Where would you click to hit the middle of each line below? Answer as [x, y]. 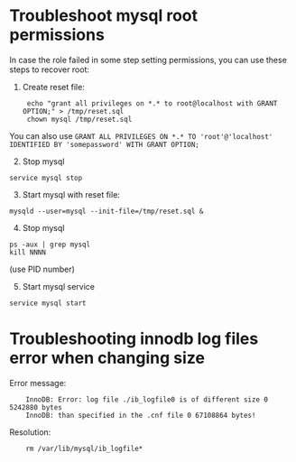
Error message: [38, 383]
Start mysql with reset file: [71, 194]
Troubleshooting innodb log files [134, 339]
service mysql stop [46, 178]
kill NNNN [28, 252]
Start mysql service [58, 286]
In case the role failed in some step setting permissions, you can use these [148, 60]
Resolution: [30, 432]
